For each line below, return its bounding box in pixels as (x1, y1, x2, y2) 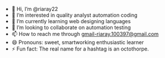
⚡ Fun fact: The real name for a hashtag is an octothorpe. (11, 45, 149, 52)
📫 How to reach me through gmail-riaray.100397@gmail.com (11, 31, 159, 37)
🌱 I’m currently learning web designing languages (11, 18, 131, 24)
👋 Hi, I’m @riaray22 (11, 6, 58, 12)
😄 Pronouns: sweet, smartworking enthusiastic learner (11, 39, 144, 46)
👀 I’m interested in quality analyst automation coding (11, 12, 138, 19)
